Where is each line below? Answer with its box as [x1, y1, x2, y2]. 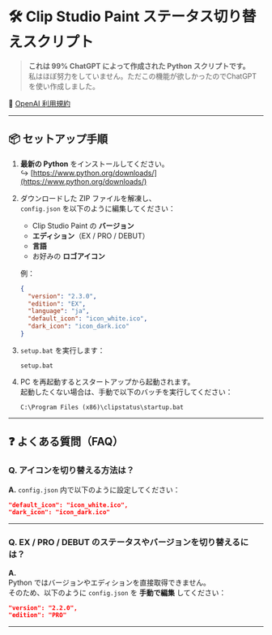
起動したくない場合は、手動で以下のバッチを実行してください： [19, 387, 233, 397]
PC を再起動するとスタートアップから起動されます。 [19, 376, 195, 386]
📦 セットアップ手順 [8, 132, 108, 146]
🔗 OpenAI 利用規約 [8, 98, 71, 108]
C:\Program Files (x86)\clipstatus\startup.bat [19, 403, 184, 411]
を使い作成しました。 [28, 81, 100, 91]
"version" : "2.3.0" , [28, 292, 97, 300]
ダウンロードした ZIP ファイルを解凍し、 [19, 193, 156, 203]
